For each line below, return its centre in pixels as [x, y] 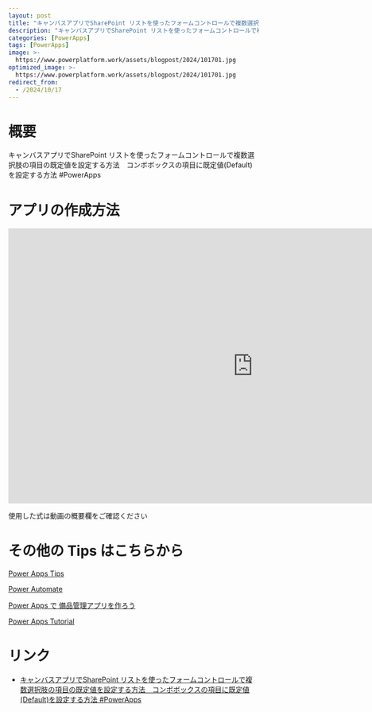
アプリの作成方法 [64, 210]
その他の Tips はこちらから [96, 551]
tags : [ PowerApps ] [39, 45]
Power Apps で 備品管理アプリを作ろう [72, 605]
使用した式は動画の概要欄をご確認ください [78, 516]
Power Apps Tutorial [41, 621]
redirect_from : [33, 82]
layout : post [30, 16]
